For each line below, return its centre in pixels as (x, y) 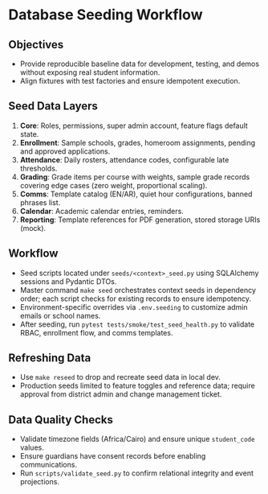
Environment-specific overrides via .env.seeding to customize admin (134, 307)
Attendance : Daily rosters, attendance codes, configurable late (124, 159)
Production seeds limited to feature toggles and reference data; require (137, 386)
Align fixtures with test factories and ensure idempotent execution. (130, 81)
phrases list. (40, 202)
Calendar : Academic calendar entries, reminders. (102, 211)
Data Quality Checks (61, 420)
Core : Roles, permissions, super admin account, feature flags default (134, 126)
